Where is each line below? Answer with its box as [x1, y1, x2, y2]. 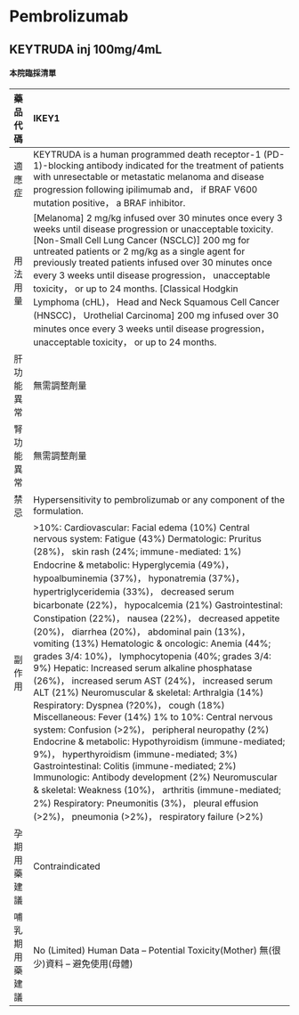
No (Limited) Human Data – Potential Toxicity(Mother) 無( [32, 944, 272, 956]
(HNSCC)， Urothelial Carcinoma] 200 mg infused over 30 [32, 309, 279, 322]
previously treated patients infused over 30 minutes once [32, 256, 273, 268]
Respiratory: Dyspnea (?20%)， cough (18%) [32, 699, 225, 711]
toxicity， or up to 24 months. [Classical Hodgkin [32, 282, 238, 295]
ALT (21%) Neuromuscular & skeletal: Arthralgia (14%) [32, 686, 264, 699]
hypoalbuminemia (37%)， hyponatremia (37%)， [32, 572, 245, 585]
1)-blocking [32, 159, 85, 171]
